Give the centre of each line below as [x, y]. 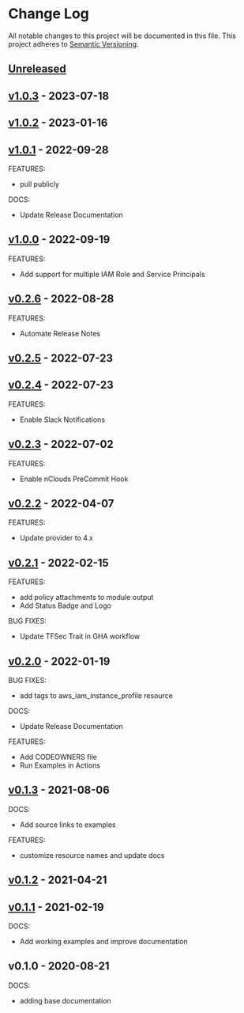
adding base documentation [66, 1000]
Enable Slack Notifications [62, 419]
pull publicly [39, 184]
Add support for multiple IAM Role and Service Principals [112, 274]
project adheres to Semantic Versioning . [73, 44]
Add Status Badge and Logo [66, 605]
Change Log [49, 14]
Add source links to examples [68, 825]
